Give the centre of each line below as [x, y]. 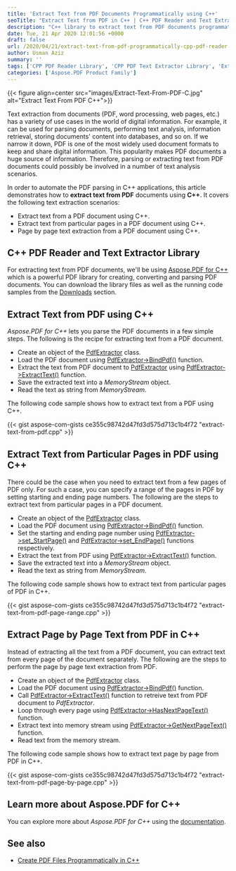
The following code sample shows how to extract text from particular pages [117, 584]
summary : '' [25, 60]
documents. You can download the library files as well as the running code [115, 285]
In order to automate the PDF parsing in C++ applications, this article [106, 187]
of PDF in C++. [29, 591]
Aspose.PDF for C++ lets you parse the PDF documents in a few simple [111, 331]
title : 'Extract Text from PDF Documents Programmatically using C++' [113, 14]
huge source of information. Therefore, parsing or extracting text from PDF [116, 158]
